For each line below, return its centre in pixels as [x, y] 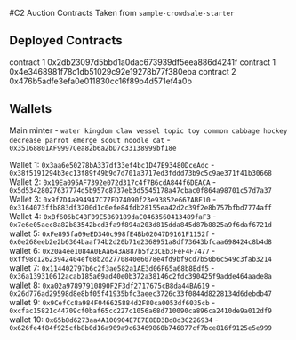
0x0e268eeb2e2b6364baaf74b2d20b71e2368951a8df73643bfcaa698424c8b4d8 [141, 242]
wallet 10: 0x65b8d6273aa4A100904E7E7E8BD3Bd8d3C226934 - [114, 320]
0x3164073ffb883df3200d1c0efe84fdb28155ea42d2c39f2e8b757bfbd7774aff [141, 208]
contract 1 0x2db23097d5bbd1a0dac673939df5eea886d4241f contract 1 [143, 62]
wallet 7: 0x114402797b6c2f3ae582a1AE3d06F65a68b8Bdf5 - [112, 268]
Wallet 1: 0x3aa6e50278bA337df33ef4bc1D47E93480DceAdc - [112, 164]
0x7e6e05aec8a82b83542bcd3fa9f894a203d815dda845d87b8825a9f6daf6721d [141, 225]
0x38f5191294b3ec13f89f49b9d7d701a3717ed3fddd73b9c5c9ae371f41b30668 [141, 173]
